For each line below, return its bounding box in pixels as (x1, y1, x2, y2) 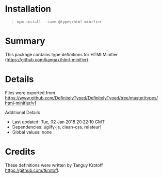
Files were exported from (5, 90, 55, 96)
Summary (5, 35, 45, 47)
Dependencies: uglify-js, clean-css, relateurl (12, 124, 101, 129)
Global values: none (12, 129, 52, 135)
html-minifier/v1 (5, 100, 36, 106)
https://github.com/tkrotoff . (5, 167, 60, 173)
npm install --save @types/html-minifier (16, 19, 102, 24)
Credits (5, 146, 35, 157)
